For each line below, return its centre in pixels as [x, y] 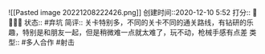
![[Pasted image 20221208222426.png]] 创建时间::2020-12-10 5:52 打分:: [130, 12]
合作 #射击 [57, 42]
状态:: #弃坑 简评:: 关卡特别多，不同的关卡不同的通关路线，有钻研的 [135, 22]
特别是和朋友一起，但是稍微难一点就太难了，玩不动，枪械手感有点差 [135, 32]
